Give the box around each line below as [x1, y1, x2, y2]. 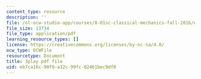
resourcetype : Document [6, 53, 66, 59]
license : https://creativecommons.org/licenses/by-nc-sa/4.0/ [6, 42, 165, 48]
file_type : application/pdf [6, 31, 77, 37]
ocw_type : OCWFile [6, 48, 52, 53]
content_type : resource [6, 8, 66, 15]
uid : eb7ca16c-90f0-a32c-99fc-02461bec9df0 [6, 64, 117, 70]
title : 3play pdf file [6, 58, 63, 64]
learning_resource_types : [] [6, 36, 79, 42]
